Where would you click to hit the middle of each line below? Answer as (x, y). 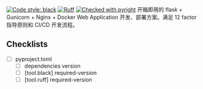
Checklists (27, 44)
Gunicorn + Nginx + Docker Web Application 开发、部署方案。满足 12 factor (102, 17)
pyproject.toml (33, 59)
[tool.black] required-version (61, 73)
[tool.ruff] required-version (58, 80)
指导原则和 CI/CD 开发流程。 (42, 25)
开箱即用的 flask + (160, 9)
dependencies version (52, 66)
